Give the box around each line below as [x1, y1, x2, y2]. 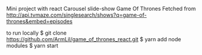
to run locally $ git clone [6, 29, 67, 36]
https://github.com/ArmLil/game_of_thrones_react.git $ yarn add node [6, 36, 181, 42]
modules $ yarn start [6, 42, 59, 49]
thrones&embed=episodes [6, 18, 73, 25]
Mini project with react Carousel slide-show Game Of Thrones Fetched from [6, 5, 196, 12]
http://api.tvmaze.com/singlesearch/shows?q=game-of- [6, 11, 147, 19]
